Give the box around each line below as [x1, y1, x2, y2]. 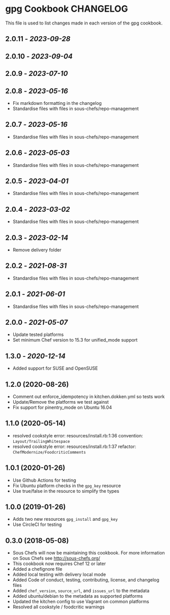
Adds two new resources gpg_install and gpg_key [12, 516, 118, 522]
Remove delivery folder [12, 246, 62, 253]
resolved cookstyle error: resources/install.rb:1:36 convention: [12, 432, 144, 438]
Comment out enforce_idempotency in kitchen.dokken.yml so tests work [12, 394, 165, 400]
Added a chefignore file [12, 566, 63, 572]
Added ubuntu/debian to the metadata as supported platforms [12, 593, 143, 599]
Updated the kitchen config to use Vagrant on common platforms [12, 599, 149, 605]
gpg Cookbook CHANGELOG [5, 3, 128, 15]
